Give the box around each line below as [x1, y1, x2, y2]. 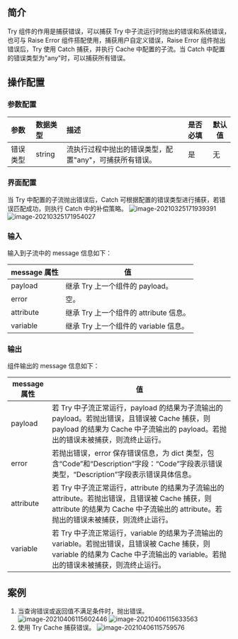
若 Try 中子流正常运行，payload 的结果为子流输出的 [52, 403, 223, 413]
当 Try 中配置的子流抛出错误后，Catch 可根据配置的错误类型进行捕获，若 [7, 195, 220, 204]
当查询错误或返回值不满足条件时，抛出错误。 [17, 607, 149, 616]
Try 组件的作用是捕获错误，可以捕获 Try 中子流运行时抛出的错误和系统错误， [7, 27, 231, 36]
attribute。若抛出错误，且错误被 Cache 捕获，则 [52, 493, 212, 503]
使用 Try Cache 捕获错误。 [17, 623, 96, 632]
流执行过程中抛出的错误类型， [66, 144, 166, 154]
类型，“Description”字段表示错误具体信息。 [52, 470, 196, 480]
